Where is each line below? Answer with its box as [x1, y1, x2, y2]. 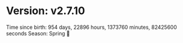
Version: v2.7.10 [6, 4, 85, 18]
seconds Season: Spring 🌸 [6, 29, 70, 37]
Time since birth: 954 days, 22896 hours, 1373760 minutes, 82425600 [6, 24, 177, 31]
